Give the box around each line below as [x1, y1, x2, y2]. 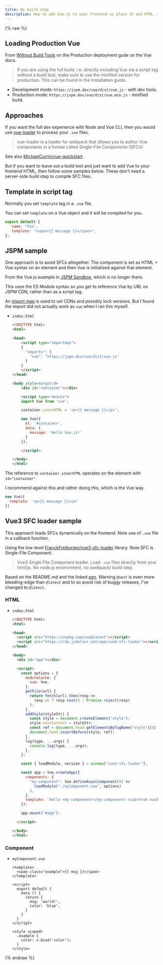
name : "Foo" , [11, 224, 38, 229]
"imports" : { [25, 349, 52, 354]
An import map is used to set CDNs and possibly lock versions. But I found [5, 299, 155, 304]
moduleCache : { [25, 675, 56, 680]
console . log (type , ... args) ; [30, 743, 89, 748]
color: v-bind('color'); [21, 938, 72, 943]
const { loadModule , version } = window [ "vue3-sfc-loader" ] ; [21, 761, 147, 766]
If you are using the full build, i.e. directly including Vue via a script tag [17, 67, 158, 73]
